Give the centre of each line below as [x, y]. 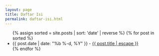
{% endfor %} [26, 49]
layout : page [19, 10]
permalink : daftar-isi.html [34, 19]
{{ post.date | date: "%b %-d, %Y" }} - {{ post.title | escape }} [75, 44]
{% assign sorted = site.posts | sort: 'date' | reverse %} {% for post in [83, 33]
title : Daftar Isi [24, 14]
